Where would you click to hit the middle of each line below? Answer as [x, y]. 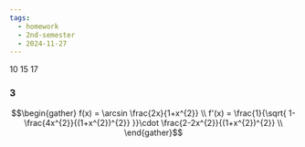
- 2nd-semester [47, 35]
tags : [20, 18]
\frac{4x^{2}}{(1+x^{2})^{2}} [77, 122]
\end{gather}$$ [153, 132]
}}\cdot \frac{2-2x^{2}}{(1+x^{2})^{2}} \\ [207, 122]
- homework [38, 26]
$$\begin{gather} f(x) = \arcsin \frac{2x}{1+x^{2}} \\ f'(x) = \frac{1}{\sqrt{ [148, 113]
